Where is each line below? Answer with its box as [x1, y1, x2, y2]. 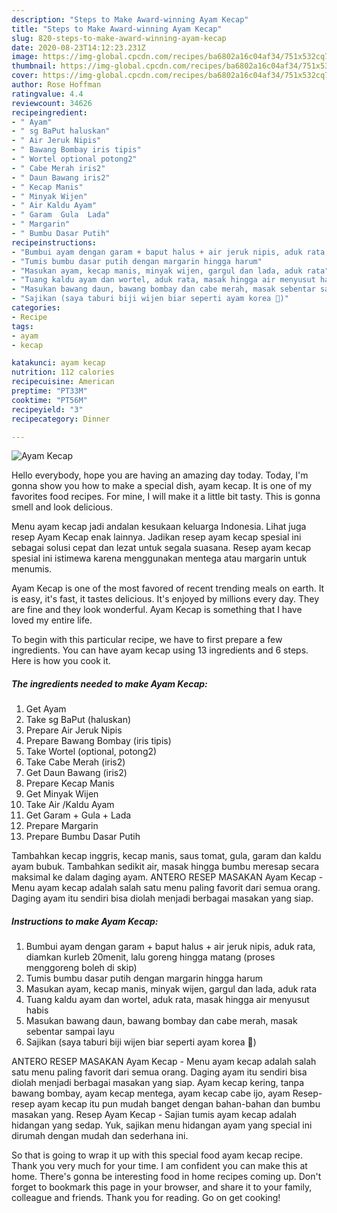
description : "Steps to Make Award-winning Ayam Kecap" [11, 14, 249, 25]
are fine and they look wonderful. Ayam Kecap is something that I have [11, 604, 303, 616]
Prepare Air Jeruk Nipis [25, 724, 123, 736]
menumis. [11, 563, 53, 575]
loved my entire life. [11, 614, 93, 626]
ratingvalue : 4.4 [11, 89, 84, 99]
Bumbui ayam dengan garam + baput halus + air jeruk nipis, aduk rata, [25, 941, 316, 953]
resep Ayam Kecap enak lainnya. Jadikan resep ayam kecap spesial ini [11, 531, 302, 543]
